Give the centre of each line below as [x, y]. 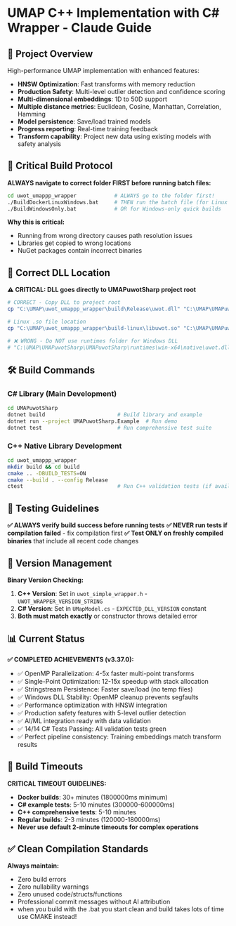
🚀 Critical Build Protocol [60, 166]
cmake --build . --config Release [58, 480]
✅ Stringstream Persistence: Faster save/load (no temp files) [105, 689]
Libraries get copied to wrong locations [74, 243]
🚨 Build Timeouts [45, 767]
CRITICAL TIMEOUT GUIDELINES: [57, 783]
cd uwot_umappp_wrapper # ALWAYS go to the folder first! [111, 196]
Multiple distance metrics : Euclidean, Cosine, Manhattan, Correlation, [119, 106]
